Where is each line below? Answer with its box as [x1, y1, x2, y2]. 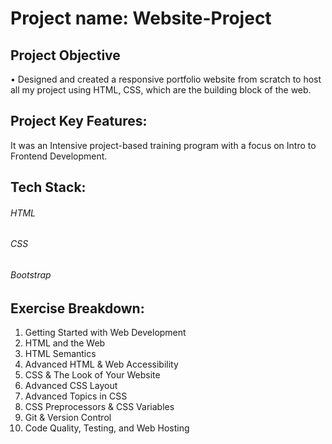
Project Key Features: [10, 113, 148, 130]
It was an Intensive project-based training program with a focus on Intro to [10, 139, 317, 151]
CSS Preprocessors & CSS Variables [24, 401, 175, 413]
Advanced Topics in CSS [24, 390, 128, 402]
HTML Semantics [24, 348, 97, 360]
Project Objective [10, 47, 121, 64]
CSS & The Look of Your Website [24, 369, 161, 381]
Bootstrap [10, 269, 52, 281]
